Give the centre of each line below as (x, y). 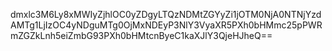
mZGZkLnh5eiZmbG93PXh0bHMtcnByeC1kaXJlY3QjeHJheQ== (141, 35)
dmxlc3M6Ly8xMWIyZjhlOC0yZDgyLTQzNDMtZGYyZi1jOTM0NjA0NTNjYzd (166, 14)
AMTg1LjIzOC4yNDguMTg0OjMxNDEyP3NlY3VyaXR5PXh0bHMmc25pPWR (166, 25)
